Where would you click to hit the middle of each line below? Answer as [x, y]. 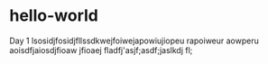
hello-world [54, 16]
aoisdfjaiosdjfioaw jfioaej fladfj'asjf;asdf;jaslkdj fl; [101, 50]
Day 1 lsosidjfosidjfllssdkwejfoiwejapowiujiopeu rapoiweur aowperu [134, 41]
